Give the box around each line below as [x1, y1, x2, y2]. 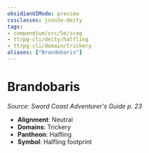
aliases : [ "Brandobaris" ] [7, 49, 82, 56]
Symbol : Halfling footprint [17, 137, 93, 146]
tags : [7, 23, 23, 30]
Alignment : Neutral [17, 115, 73, 124]
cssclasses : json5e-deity [7, 17, 82, 24]
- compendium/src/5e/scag [7, 29, 82, 37]
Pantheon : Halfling [17, 130, 72, 138]
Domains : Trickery [17, 122, 71, 131]
